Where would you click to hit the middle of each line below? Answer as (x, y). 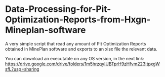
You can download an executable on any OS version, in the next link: (75, 58)
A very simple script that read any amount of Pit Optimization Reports (76, 43)
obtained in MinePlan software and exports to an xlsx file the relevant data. (81, 49)
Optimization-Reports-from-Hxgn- (78, 19)
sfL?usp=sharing (22, 69)
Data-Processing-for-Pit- (58, 9)
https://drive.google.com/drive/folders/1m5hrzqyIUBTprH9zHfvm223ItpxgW (82, 64)
